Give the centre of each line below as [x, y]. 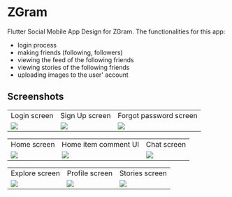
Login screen [32, 115]
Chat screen [166, 144]
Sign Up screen [86, 115]
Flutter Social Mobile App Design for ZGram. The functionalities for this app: [116, 31]
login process [37, 45]
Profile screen [90, 173]
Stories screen [143, 173]
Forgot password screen [158, 115]
